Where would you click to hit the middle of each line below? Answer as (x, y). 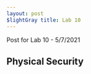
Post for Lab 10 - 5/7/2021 (43, 39)
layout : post (25, 13)
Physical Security (45, 61)
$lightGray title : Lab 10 (43, 20)
